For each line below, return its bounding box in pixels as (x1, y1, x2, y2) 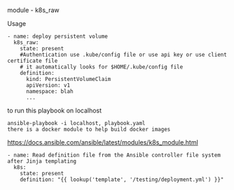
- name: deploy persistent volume (7, 33, 109, 40)
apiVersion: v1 (25, 82, 71, 89)
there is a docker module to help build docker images (7, 126, 171, 133)
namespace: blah (25, 88, 74, 95)
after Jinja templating (7, 158, 77, 165)
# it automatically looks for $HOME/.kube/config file (20, 64, 184, 71)
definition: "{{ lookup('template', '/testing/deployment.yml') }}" (20, 176, 224, 183)
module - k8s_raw (7, 6, 60, 14)
